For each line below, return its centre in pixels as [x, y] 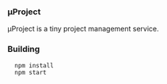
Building [24, 49]
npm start [30, 73]
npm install [34, 65]
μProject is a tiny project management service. [83, 29]
